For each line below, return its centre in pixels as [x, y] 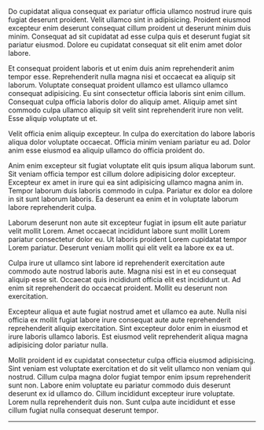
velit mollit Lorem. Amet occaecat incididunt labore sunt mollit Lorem [119, 231]
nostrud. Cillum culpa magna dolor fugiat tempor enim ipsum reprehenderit [130, 377]
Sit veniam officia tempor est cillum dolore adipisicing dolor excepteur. [122, 174]
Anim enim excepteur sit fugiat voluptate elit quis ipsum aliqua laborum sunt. [132, 165]
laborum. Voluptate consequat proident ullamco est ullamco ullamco [118, 85]
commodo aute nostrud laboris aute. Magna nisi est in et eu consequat [123, 271]
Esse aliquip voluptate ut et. [53, 118]
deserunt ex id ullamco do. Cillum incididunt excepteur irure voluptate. [122, 393]
